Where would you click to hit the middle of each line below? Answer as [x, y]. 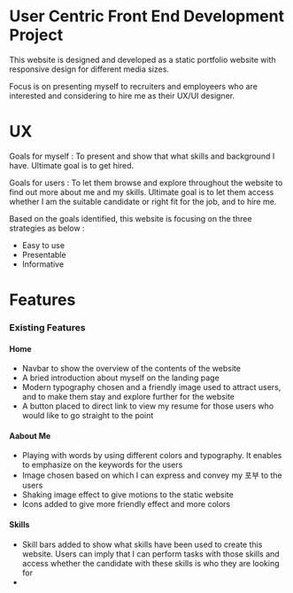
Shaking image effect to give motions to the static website [128, 495]
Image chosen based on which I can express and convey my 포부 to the [152, 475]
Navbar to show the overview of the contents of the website [131, 369]
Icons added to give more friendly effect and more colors [126, 504]
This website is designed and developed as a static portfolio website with [143, 59]
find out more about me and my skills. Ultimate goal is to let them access [142, 191]
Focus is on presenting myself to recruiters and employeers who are [134, 86]
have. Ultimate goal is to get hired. [72, 165]
